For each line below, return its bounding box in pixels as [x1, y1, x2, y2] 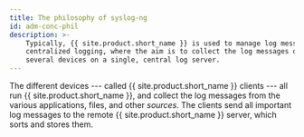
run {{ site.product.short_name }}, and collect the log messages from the [9, 90, 280, 101]
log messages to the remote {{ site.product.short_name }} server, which [9, 110, 278, 120]
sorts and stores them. [9, 119, 93, 130]
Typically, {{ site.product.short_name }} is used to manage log [25, 38, 278, 48]
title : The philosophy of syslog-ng [9, 13, 147, 23]
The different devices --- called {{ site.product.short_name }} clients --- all [9, 81, 288, 91]
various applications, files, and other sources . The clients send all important [9, 100, 292, 110]
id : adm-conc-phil [9, 22, 79, 31]
